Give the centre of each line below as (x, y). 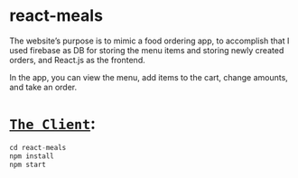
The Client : (53, 124)
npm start (28, 164)
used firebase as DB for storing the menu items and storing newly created (147, 50)
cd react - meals (38, 147)
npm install (32, 156)
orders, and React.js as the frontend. (78, 60)
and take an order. (43, 87)
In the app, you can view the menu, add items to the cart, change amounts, (149, 77)
